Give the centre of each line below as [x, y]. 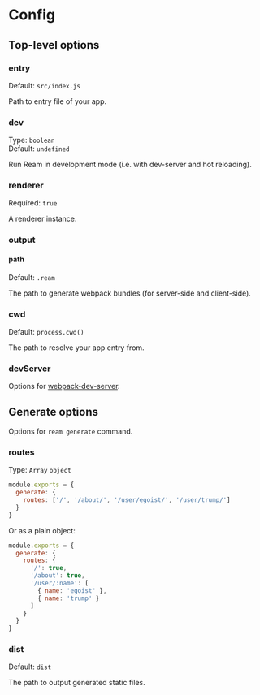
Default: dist [30, 667]
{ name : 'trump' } [69, 598]
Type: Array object [40, 470]
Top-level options [54, 45]
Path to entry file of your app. [58, 101]
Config [32, 15]
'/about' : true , [57, 576]
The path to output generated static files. [77, 683]
